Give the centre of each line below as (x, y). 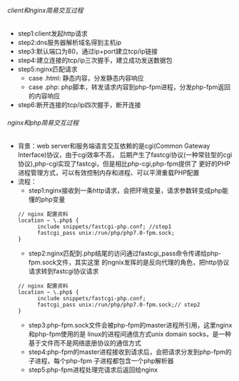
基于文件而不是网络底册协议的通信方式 (85, 343)
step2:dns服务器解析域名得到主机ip (70, 43)
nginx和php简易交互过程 (43, 122)
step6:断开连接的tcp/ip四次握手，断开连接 (79, 105)
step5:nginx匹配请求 (47, 69)
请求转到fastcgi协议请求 (63, 271)
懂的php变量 (47, 200)
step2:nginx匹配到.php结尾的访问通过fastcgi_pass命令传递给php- (125, 253)
